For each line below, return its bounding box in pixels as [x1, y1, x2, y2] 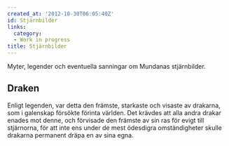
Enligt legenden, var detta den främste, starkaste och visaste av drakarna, [7, 101, 221, 109]
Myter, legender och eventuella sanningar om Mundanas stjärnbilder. [7, 62, 206, 70]
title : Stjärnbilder [7, 43, 68, 50]
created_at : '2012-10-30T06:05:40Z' [7, 10, 114, 18]
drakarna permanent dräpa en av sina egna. [7, 131, 134, 139]
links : [7, 23, 27, 30]
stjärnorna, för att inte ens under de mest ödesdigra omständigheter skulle [7, 124, 222, 132]
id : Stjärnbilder [7, 17, 58, 24]
